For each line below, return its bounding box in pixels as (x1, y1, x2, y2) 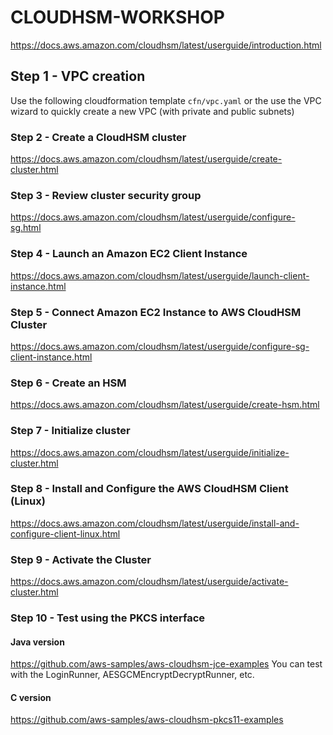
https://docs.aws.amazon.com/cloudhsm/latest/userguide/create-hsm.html (10, 399, 320, 411)
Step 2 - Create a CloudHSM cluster (10, 130, 187, 144)
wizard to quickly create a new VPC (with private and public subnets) (10, 105, 295, 117)
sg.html (10, 222, 42, 234)
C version (10, 691, 52, 703)
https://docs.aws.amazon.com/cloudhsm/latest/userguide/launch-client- (10, 269, 310, 281)
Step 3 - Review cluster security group (10, 188, 202, 202)
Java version (10, 636, 65, 648)
